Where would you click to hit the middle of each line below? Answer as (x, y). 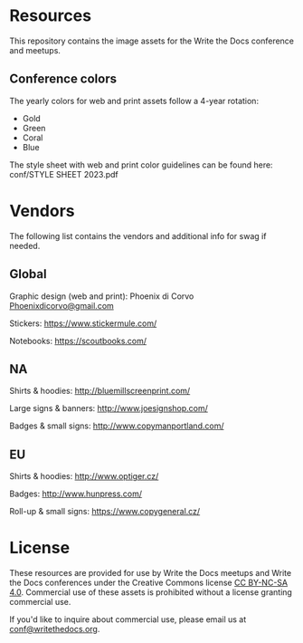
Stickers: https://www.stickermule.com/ (83, 323)
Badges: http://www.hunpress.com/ (76, 494)
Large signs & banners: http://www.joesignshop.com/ (109, 408)
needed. (25, 245)
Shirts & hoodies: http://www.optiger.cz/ (84, 476)
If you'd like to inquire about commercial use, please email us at (128, 619)
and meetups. (35, 50)
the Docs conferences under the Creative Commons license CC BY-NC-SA (148, 583)
